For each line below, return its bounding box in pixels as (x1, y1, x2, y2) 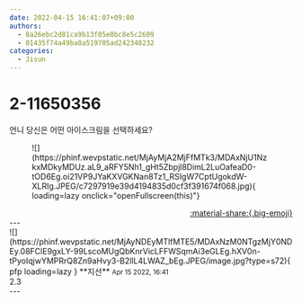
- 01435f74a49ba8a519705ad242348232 (17, 38, 155, 48)
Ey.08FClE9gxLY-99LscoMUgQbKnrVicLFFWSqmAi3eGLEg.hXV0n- (9, 245, 261, 256)
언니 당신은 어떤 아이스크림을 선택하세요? (9, 124, 153, 135)
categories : (9, 47, 54, 56)
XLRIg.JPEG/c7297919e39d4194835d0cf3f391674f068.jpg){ (31, 181, 256, 191)
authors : (9, 22, 42, 31)
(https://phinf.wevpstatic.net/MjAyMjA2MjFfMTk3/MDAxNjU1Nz (31, 152, 268, 163)
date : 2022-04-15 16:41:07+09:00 (9, 13, 135, 22)
